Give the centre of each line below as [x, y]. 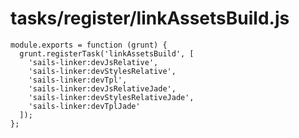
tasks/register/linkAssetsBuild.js [150, 18]
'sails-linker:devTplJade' [84, 106]
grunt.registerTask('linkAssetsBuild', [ [107, 53]
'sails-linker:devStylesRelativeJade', [111, 97]
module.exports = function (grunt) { [89, 45]
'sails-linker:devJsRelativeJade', [102, 88]
